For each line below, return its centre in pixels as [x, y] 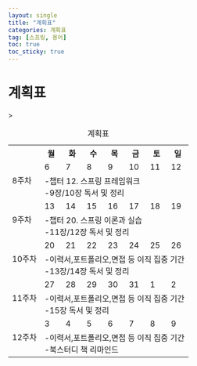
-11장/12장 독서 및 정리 [87, 232]
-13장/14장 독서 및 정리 [87, 271]
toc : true [24, 45]
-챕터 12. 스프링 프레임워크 [92, 181]
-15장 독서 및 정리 [77, 310]
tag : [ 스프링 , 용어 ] [38, 37]
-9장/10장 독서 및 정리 [84, 193]
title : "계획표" [32, 23]
